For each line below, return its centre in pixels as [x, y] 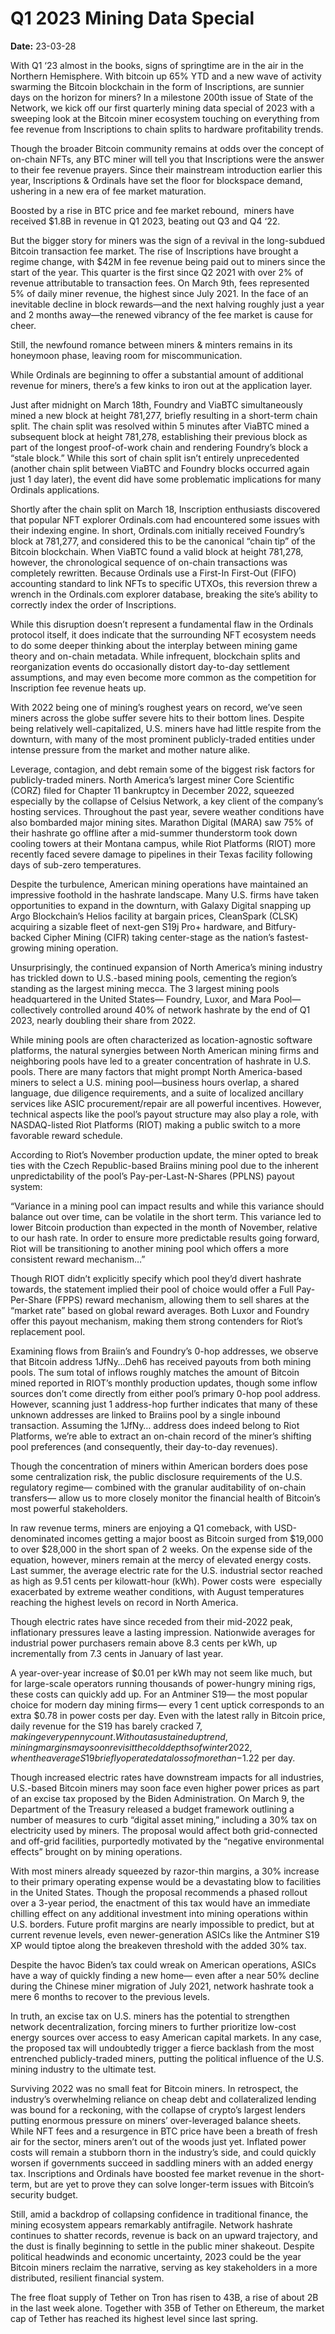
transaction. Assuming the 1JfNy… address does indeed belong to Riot [155, 1425]
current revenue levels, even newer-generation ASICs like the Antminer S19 [165, 1934]
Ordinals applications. [55, 489]
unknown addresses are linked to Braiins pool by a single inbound [145, 1414]
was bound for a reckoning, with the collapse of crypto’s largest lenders [158, 2109]
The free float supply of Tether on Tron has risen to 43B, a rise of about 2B [164, 2297]
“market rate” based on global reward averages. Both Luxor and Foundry [160, 1310]
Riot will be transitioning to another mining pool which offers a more [150, 1248]
